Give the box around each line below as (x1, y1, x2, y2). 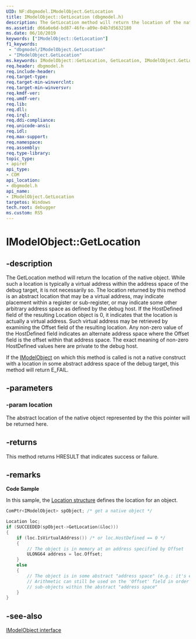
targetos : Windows (6, 199, 51, 205)
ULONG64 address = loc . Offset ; (27, 551, 103, 557)
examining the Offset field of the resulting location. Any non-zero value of (6, 324, 183, 331)
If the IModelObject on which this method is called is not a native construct (6, 354, 186, 361)
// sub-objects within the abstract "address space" (27, 584, 158, 590)
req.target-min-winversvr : (6, 85, 72, 91)
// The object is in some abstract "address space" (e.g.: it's (27, 573, 187, 579)
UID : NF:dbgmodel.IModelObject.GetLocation (6, 8, 114, 15)
